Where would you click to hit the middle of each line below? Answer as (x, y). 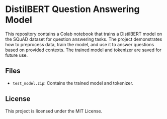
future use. (17, 55)
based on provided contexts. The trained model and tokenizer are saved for (83, 50)
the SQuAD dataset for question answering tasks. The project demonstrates (84, 39)
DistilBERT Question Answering (72, 9)
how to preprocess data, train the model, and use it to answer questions (80, 44)
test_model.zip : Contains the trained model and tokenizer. (73, 83)
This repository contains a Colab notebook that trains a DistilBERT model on (84, 34)
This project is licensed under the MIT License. (54, 111)
